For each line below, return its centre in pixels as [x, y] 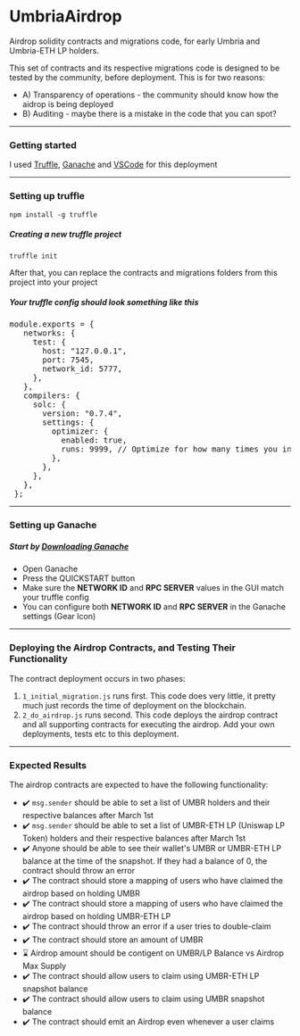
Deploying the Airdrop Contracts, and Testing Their [123, 648]
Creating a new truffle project [66, 235]
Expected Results [48, 765]
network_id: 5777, [83, 369]
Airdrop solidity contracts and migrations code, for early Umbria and [135, 41]
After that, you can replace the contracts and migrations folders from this [144, 272]
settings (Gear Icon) [59, 617]
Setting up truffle [47, 196]
